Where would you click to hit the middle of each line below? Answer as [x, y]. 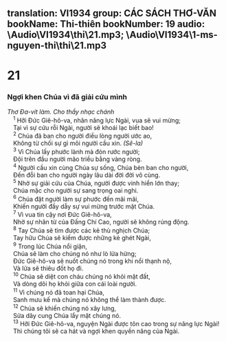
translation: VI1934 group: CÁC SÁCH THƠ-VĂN [112, 13]
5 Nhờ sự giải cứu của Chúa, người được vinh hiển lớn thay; [97, 182]
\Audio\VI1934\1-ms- [172, 35]
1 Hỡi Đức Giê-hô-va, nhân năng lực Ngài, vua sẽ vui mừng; [97, 120]
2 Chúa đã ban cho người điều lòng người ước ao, [83, 136]
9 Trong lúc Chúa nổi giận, [50, 246]
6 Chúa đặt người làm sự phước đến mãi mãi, [76, 199]
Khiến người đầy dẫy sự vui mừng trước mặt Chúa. [84, 206]
